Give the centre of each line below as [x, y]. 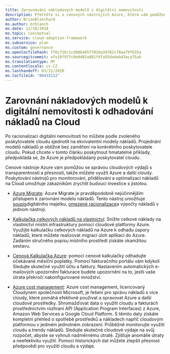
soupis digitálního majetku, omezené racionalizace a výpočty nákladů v [86, 204]
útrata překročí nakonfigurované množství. [57, 277]
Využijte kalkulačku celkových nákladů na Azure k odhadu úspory [81, 230]
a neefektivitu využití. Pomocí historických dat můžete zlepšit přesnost [86, 340]
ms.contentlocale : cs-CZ [31, 66]
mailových [23, 272]
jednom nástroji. [29, 209]
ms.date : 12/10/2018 [27, 29]
